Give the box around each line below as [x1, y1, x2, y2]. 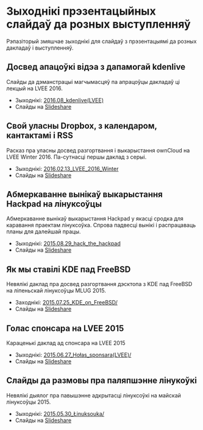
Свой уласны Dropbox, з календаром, [6, 121, 157, 131]
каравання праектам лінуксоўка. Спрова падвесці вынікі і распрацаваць [6, 222, 196, 229]
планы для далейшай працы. [6, 228, 81, 235]
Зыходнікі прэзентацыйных [6, 4, 157, 18]
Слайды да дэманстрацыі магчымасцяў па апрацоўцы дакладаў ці [6, 78, 180, 85]
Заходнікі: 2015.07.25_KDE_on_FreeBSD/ [15, 299, 118, 306]
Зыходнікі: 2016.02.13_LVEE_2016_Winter [15, 165, 119, 172]
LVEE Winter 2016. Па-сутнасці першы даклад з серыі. [6, 153, 147, 160]
